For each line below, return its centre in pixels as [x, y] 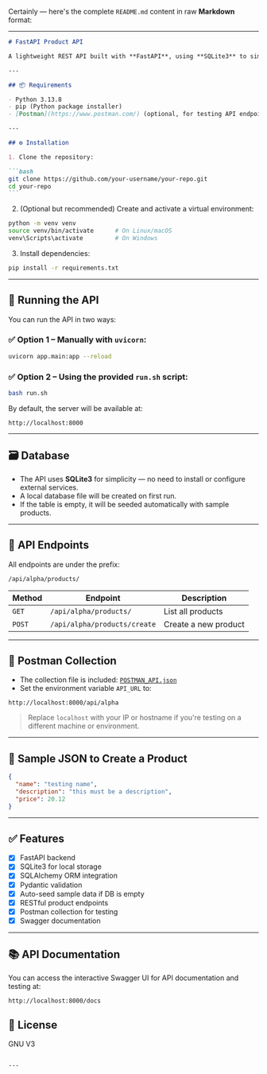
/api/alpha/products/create [103, 624]
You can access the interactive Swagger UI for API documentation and [124, 978]
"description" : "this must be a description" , [94, 791]
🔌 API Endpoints [49, 545]
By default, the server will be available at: [75, 408]
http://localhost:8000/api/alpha [64, 703]
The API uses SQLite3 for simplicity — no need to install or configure [133, 479]
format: [20, 20]
